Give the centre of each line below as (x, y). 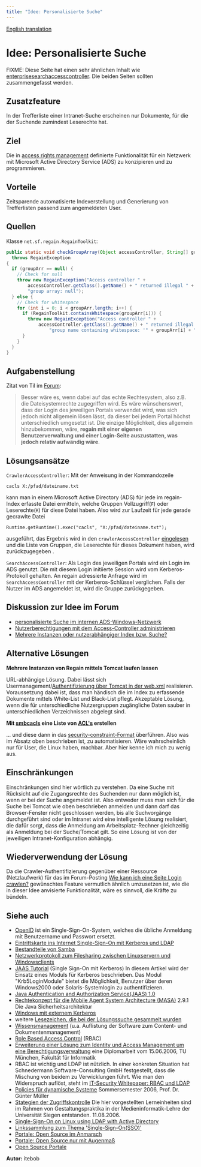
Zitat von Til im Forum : (34, 386)
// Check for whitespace (48, 302)
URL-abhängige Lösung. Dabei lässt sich (56, 679)
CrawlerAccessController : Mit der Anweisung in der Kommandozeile (90, 475)
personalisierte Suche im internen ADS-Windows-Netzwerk (88, 622)
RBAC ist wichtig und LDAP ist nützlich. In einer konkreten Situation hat (102, 1064)
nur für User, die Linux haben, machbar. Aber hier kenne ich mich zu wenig (98, 747)
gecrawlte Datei (26, 517)
